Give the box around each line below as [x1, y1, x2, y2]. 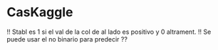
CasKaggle [6, 4, 73, 20]
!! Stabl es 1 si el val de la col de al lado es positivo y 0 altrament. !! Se [6, 27, 212, 36]
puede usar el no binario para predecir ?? [6, 35, 128, 43]
